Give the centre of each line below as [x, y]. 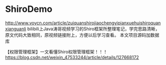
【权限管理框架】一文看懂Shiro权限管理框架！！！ [57, 52]
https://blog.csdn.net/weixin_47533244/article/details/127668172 [72, 57]
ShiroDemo [29, 9]
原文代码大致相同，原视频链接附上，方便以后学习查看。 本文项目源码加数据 [82, 35]
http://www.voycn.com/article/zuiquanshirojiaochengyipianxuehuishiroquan [83, 23]
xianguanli [16, 29]
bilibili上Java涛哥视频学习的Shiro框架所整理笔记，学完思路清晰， [93, 29]
